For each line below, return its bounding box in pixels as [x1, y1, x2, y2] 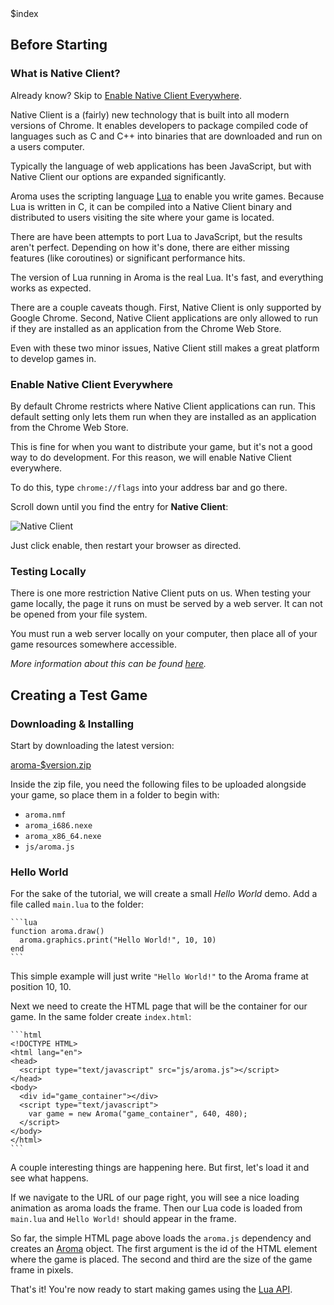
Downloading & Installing [10, 717, 135, 731]
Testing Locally [10, 564, 87, 578]
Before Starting [10, 37, 108, 54]
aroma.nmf [24, 810, 67, 820]
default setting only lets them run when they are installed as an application [10, 410, 317, 422]
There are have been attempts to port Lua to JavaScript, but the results [10, 230, 303, 242]
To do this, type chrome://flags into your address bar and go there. [10, 481, 288, 493]
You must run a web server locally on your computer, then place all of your [10, 628, 318, 640]
